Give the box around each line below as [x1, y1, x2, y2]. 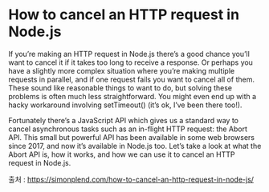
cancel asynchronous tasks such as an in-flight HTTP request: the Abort [8, 124, 247, 134]
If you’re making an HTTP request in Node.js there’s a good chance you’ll [8, 49, 251, 58]
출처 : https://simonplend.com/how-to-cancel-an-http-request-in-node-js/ [8, 174, 255, 184]
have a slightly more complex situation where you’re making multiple [8, 66, 235, 75]
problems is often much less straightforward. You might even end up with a [8, 91, 257, 101]
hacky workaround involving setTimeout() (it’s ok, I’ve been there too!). [8, 100, 243, 110]
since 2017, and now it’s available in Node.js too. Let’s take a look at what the [8, 141, 262, 150]
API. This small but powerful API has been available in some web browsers [8, 132, 255, 142]
